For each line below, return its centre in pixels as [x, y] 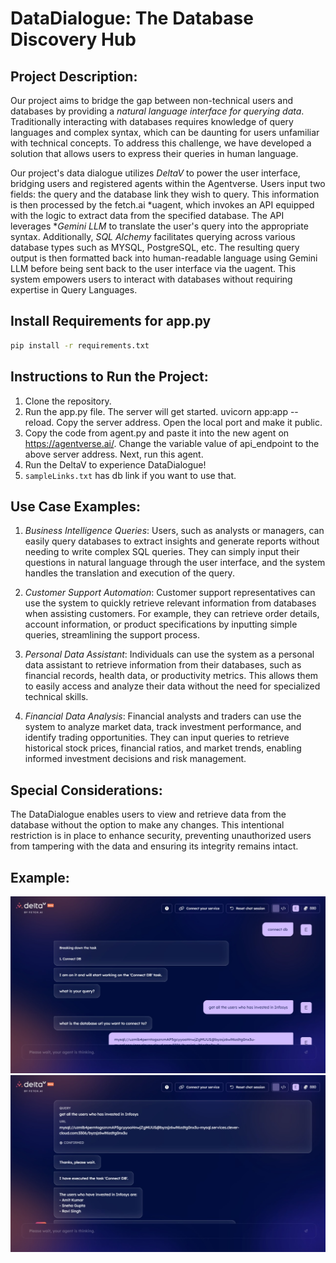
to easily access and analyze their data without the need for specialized [172, 686]
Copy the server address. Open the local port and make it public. [189, 422]
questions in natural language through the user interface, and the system [175, 563]
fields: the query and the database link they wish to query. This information [165, 194]
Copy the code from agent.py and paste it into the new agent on [157, 433]
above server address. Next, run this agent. [114, 454]
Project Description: [74, 76]
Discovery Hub [73, 39]
